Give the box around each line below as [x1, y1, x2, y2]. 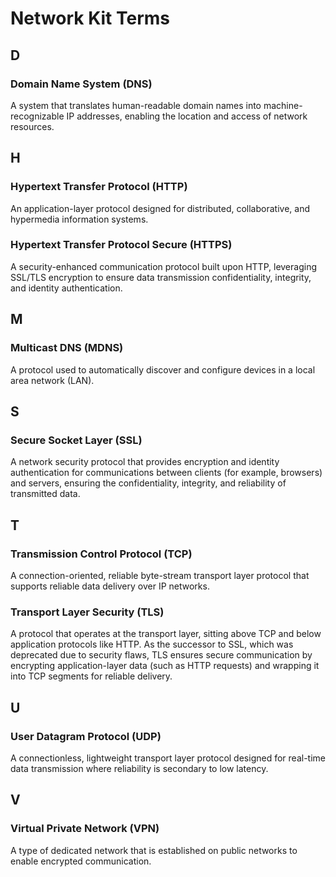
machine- [263, 99, 303, 111]
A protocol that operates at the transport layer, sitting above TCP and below [10, 628, 322, 640]
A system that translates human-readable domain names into [10, 99, 262, 111]
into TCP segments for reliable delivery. [10, 670, 173, 682]
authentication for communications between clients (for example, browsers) [10, 467, 323, 479]
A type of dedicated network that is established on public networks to [10, 844, 298, 856]
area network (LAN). [10, 374, 95, 386]
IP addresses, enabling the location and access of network [66, 110, 308, 122]
